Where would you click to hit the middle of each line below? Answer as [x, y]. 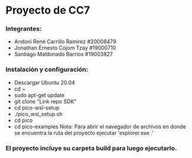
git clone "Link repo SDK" [45, 101]
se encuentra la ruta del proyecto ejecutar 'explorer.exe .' [84, 133]
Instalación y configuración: [47, 70]
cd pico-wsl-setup [37, 108]
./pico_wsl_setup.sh [38, 114]
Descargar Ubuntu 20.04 [44, 82]
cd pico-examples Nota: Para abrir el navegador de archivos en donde [100, 126]
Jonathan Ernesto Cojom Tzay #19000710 [65, 48]
